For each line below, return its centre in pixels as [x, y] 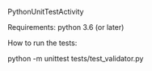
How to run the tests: [42, 43]
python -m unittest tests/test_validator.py [76, 58]
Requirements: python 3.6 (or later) [66, 27]
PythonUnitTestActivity [46, 12]
